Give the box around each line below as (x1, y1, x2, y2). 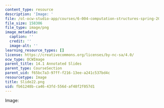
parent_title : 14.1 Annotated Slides (5, 61, 82, 66)
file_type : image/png (5, 25, 49, 30)
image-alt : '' (9, 43, 38, 48)
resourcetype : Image (5, 75, 47, 80)
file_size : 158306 (5, 20, 42, 26)
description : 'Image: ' (5, 12, 54, 17)
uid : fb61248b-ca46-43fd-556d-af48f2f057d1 (5, 84, 95, 89)
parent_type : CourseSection (5, 66, 62, 71)
